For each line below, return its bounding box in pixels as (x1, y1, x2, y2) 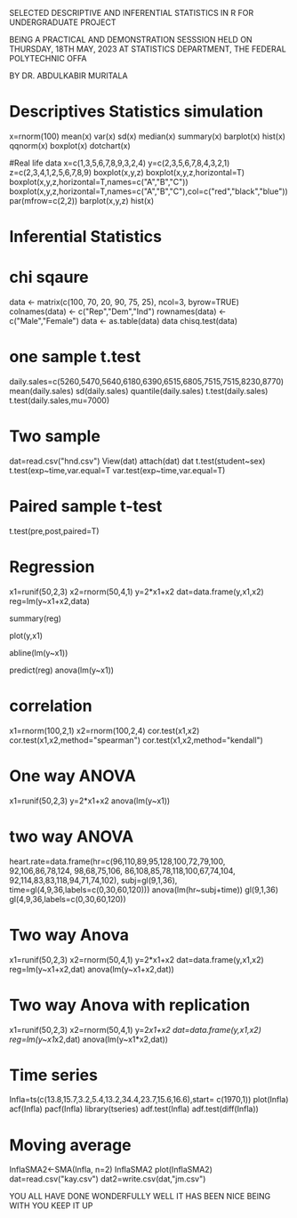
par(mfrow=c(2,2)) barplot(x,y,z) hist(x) (9, 195, 154, 206)
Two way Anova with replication (9, 995, 251, 1015)
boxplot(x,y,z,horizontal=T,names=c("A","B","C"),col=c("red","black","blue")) (9, 186, 289, 197)
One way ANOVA (9, 765, 136, 786)
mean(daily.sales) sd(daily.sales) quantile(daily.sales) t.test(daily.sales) (9, 386, 269, 396)
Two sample (9, 426, 100, 447)
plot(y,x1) (9, 630, 43, 641)
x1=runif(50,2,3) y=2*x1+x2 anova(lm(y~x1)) (9, 795, 171, 806)
